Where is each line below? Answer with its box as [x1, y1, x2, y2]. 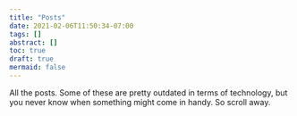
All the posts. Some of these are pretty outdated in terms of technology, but [9, 87, 288, 98]
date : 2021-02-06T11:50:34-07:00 [9, 21, 134, 30]
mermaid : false [9, 63, 66, 72]
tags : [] [9, 29, 42, 38]
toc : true [9, 46, 47, 55]
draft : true [9, 54, 54, 63]
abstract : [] [9, 37, 58, 47]
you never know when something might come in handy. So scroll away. [9, 96, 271, 107]
